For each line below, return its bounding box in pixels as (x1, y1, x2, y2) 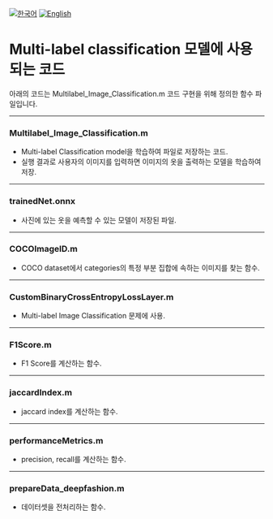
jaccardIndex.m (9, 387, 72, 398)
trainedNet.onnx (9, 196, 76, 207)
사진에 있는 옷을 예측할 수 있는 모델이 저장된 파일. (20, 215, 177, 225)
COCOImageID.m (9, 244, 78, 255)
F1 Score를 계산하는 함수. (20, 358, 102, 369)
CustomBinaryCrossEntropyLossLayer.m (9, 291, 174, 302)
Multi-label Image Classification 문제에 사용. (20, 311, 165, 321)
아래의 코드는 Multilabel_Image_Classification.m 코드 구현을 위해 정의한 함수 (9, 89, 254, 98)
